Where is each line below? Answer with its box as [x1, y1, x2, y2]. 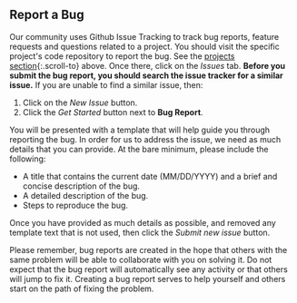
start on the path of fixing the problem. [9, 283, 154, 294]
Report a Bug [9, 7, 84, 23]
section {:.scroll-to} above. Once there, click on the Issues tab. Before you [9, 60, 286, 71]
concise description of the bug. [22, 181, 141, 191]
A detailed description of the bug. [22, 190, 149, 200]
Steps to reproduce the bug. [22, 200, 129, 210]
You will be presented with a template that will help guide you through [9, 124, 271, 135]
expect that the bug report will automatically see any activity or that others [9, 263, 288, 275]
